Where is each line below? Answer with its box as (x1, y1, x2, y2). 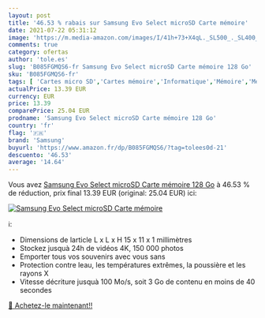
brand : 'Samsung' (8, 136, 65, 144)
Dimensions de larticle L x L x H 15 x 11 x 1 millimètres (19, 235, 192, 245)
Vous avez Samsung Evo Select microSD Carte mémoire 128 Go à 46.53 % (8, 180, 250, 189)
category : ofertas (8, 48, 69, 56)
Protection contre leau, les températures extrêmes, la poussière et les (19, 260, 246, 270)
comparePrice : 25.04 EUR (8, 107, 90, 115)
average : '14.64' (8, 159, 65, 166)
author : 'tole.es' (8, 56, 69, 64)
